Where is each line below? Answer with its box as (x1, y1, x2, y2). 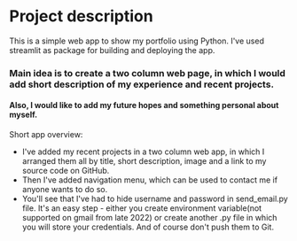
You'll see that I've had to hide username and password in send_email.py (21, 193, 288, 205)
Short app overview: (9, 129, 83, 140)
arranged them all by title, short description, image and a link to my (21, 156, 267, 167)
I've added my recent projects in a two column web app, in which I (21, 146, 265, 157)
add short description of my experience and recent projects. (9, 78, 275, 90)
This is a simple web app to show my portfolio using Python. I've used (9, 35, 264, 46)
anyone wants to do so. (21, 184, 108, 195)
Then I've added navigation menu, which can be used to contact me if (21, 175, 277, 185)
